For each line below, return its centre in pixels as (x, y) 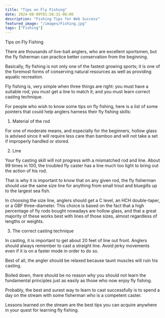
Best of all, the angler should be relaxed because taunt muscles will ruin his (82, 261)
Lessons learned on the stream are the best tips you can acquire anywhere (81, 305)
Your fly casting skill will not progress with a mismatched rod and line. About (82, 160)
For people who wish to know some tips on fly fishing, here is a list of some (82, 106)
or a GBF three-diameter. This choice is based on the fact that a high (75, 206)
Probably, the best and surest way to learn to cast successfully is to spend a (82, 290)
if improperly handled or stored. (37, 141)
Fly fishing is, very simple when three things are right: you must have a (77, 86)
